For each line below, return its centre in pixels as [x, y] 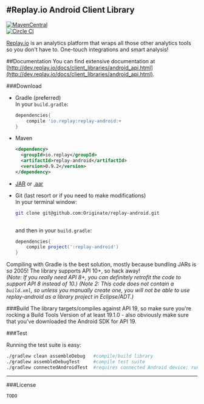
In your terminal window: [46, 202]
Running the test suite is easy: [44, 345]
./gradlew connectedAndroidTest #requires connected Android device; [97, 367]
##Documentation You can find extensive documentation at [81, 61]
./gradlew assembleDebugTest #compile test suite [76, 362]
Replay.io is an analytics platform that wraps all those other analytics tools [99, 43]
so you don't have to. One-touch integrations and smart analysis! [87, 49]
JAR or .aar [29, 183]
